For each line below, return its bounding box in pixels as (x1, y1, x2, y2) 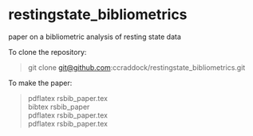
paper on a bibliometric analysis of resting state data (8, 32, 182, 41)
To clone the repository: (8, 47, 87, 56)
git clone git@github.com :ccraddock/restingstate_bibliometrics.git (27, 62, 246, 72)
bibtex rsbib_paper (27, 102, 90, 111)
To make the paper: (8, 78, 73, 87)
